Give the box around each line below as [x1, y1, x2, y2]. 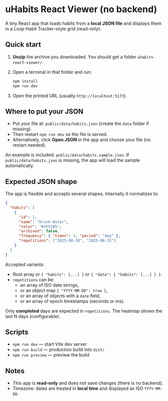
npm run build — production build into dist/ [12, 346, 105, 352]
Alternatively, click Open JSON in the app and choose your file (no [12, 137, 151, 143]
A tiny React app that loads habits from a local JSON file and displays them [5, 20, 162, 26]
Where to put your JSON [5, 107, 84, 116]
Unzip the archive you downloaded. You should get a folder [12, 54, 137, 60]
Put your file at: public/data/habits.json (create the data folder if [12, 120, 149, 127]
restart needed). [12, 142, 46, 148]
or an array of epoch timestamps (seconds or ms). [20, 298, 125, 304]
